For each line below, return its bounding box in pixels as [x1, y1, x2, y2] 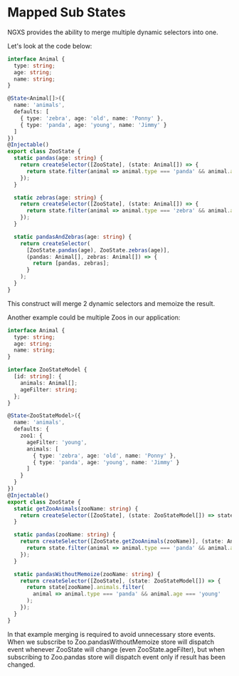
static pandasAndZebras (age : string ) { [14, 233, 132, 240]
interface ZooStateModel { [7, 367, 87, 374]
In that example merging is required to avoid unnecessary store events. [7, 630, 216, 638]
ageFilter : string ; [20, 386, 78, 393]
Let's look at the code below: [7, 41, 92, 50]
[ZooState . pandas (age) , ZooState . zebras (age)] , [26, 247, 171, 254]
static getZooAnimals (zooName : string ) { [14, 505, 139, 512]
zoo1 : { [20, 432, 43, 439]
